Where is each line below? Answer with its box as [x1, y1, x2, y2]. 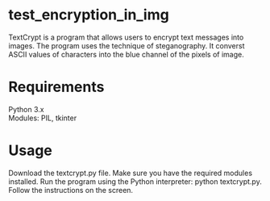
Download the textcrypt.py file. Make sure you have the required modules [8, 168, 252, 178]
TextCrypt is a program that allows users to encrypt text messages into [8, 32, 244, 42]
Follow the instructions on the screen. [8, 185, 134, 195]
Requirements [8, 78, 105, 96]
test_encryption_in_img [8, 6, 169, 24]
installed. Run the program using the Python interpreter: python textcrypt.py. [8, 176, 262, 186]
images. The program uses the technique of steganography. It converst [8, 40, 245, 50]
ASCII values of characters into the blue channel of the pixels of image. [8, 49, 244, 59]
